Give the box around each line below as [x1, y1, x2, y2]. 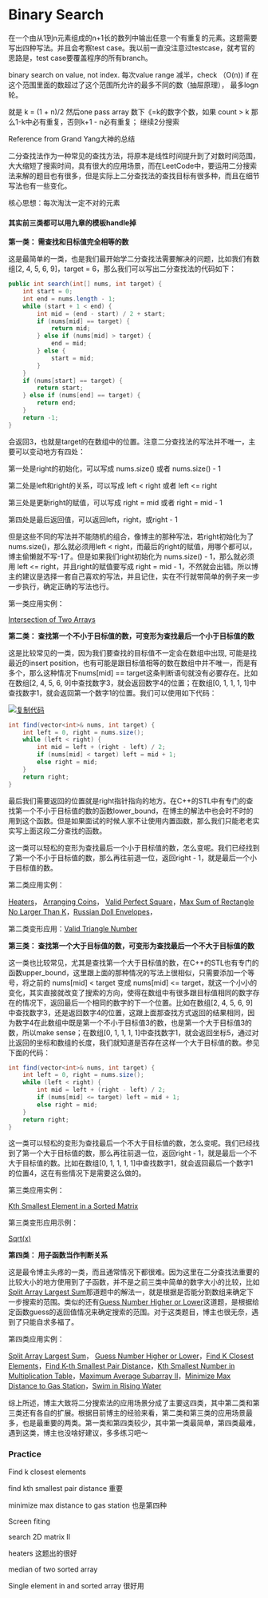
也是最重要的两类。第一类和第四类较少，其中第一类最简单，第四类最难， [22, 1418, 260, 1428]
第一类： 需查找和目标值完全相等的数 [8, 237, 129, 247]
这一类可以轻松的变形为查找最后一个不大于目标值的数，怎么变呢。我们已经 [8, 1138, 253, 1148]
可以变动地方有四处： [14, 446, 85, 456]
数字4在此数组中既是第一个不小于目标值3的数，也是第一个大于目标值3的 [14, 1018, 253, 1027]
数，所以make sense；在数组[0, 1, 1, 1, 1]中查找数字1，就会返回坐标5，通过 [8, 1027, 253, 1037]
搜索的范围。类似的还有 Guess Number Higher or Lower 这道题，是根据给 [22, 1297, 259, 1307]
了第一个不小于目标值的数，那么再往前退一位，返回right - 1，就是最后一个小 [8, 853, 258, 863]
